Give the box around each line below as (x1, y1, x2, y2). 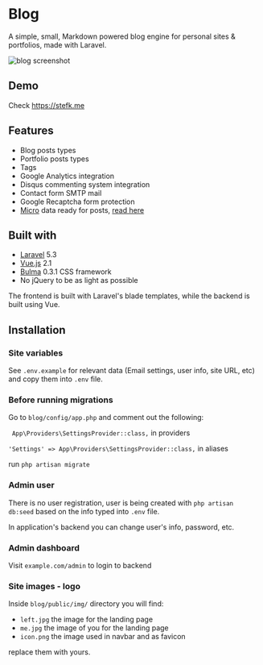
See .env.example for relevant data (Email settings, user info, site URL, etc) (8, 366, 255, 376)
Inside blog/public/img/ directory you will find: (8, 599, 164, 609)
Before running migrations (8, 394, 114, 405)
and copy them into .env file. (8, 374, 103, 384)
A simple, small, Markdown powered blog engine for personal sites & (8, 31, 236, 41)
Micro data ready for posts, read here (19, 205, 145, 214)
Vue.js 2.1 (19, 259, 52, 268)
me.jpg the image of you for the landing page (19, 623, 169, 633)
